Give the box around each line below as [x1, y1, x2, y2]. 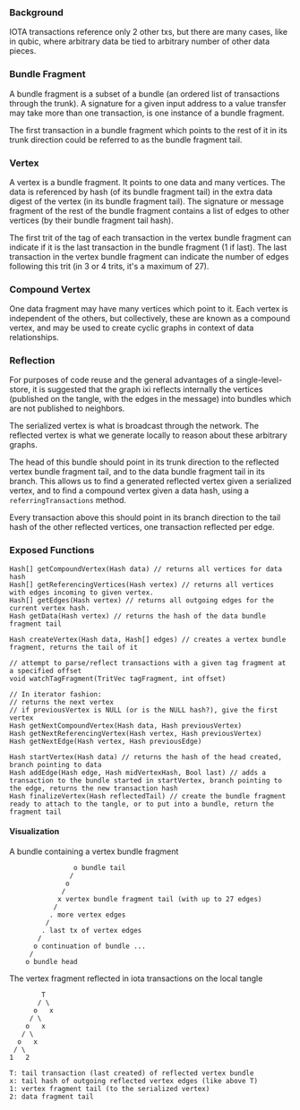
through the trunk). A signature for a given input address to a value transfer [9, 98, 287, 108]
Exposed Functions [9, 544, 95, 557]
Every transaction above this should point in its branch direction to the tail [9, 512, 281, 523]
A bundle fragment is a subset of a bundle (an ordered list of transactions [9, 88, 280, 99]
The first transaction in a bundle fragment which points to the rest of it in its [9, 124, 288, 135]
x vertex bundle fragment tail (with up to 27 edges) [56, 894, 262, 903]
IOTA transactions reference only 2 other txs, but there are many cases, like [9, 27, 288, 38]
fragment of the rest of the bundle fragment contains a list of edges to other [9, 205, 289, 216]
